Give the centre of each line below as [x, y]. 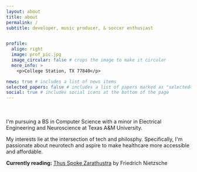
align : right [27, 49]
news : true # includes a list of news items [61, 82]
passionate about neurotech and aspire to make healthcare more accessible [98, 146]
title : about [22, 17]
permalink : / [22, 22]
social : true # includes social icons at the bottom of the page [87, 92]
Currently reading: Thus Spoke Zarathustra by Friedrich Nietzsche [87, 163]
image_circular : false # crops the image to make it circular [89, 60]
